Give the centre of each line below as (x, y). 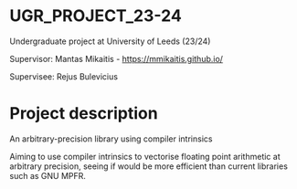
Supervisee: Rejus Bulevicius (64, 76)
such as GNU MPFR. (48, 175)
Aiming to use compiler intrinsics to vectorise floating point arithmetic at (145, 156)
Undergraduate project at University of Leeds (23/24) (110, 41)
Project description (84, 114)
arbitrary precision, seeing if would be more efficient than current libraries (148, 166)
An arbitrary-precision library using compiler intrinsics (111, 139)
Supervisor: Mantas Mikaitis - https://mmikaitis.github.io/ (117, 58)
